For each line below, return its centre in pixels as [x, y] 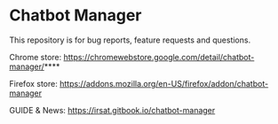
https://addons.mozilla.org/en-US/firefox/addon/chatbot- [164, 83]
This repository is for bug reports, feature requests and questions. [130, 40]
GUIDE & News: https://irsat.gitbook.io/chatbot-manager [112, 110]
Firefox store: [33, 83]
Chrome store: [36, 57]
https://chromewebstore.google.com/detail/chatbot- [159, 57]
